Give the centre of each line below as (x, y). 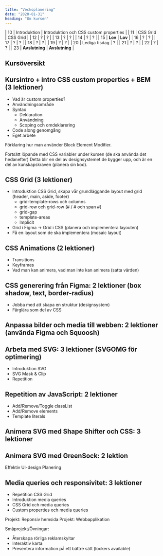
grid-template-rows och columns (53, 202)
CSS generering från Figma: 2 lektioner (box (73, 285)
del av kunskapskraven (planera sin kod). (46, 164)
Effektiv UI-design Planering (33, 467)
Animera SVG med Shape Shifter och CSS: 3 (73, 432)
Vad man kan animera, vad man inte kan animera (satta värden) (75, 270)
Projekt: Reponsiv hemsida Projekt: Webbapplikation (57, 520)
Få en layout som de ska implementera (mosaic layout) (67, 233)
